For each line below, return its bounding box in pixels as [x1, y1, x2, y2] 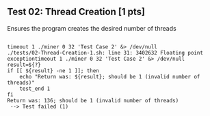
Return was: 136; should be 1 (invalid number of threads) [7, 97, 179, 104]
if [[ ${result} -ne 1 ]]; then [7, 67, 99, 74]
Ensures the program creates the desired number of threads [7, 24, 176, 32]
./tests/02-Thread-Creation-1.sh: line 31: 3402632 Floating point [7, 49, 204, 56]
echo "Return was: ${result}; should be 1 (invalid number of [19, 73, 200, 80]
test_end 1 [19, 85, 51, 92]
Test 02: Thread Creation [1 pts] [7, 6, 146, 18]
